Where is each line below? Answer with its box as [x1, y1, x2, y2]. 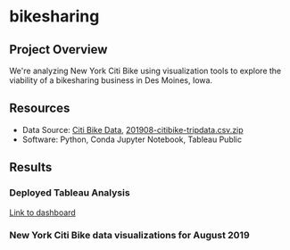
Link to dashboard [9, 207, 76, 218]
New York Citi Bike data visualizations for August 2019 [9, 229, 250, 242]
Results [9, 160, 53, 175]
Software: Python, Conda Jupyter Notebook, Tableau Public [21, 134, 243, 145]
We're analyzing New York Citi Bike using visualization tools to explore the [9, 65, 282, 76]
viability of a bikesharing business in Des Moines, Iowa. [9, 75, 212, 86]
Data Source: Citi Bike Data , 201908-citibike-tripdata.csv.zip [21, 124, 244, 135]
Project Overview [9, 42, 108, 57]
